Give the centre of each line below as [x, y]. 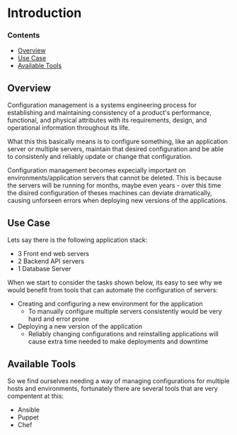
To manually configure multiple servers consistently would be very [125, 312]
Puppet [28, 417]
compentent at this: [36, 396]
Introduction [45, 13]
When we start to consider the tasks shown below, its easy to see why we [115, 282]
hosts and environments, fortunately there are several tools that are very [112, 388]
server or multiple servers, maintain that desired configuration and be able [116, 149]
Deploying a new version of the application [80, 326]
